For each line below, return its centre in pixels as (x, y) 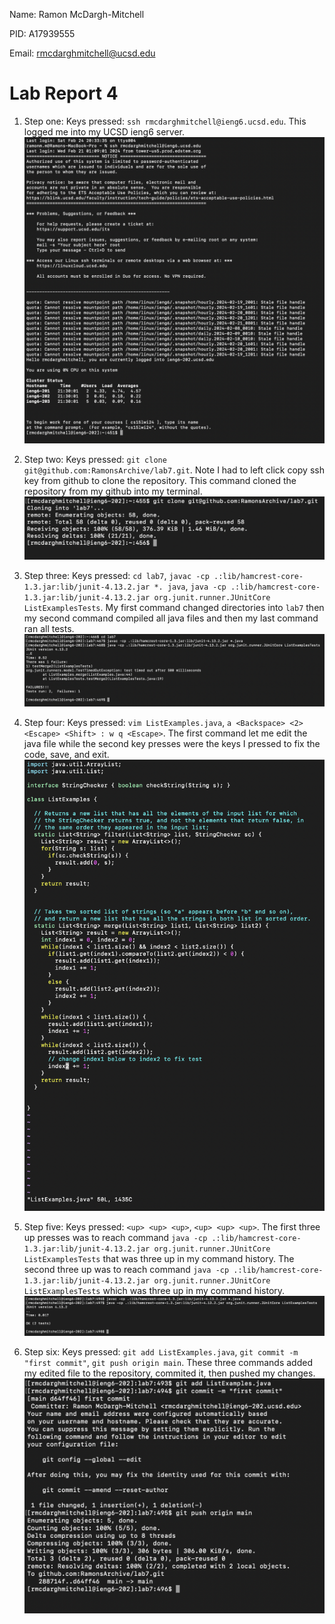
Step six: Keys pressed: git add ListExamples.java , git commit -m (161, 1352)
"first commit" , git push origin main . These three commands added (168, 1363)
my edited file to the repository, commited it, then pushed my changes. (169, 1373)
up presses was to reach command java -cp (115, 1237)
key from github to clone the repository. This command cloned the (160, 480)
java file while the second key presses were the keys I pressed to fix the (172, 743)
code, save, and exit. (66, 754)
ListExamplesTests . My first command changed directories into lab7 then (174, 608)
